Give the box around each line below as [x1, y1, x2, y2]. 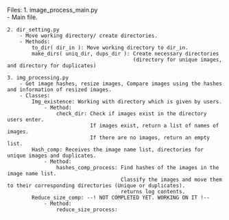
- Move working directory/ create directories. [19, 32, 158, 39]
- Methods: [19, 38, 51, 45]
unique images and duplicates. [7, 152, 97, 159]
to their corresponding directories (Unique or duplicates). [7, 182, 186, 189]
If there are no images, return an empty [90, 134, 210, 141]
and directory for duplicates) [7, 62, 97, 69]
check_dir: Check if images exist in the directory [56, 110, 207, 117]
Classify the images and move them [120, 176, 223, 183]
